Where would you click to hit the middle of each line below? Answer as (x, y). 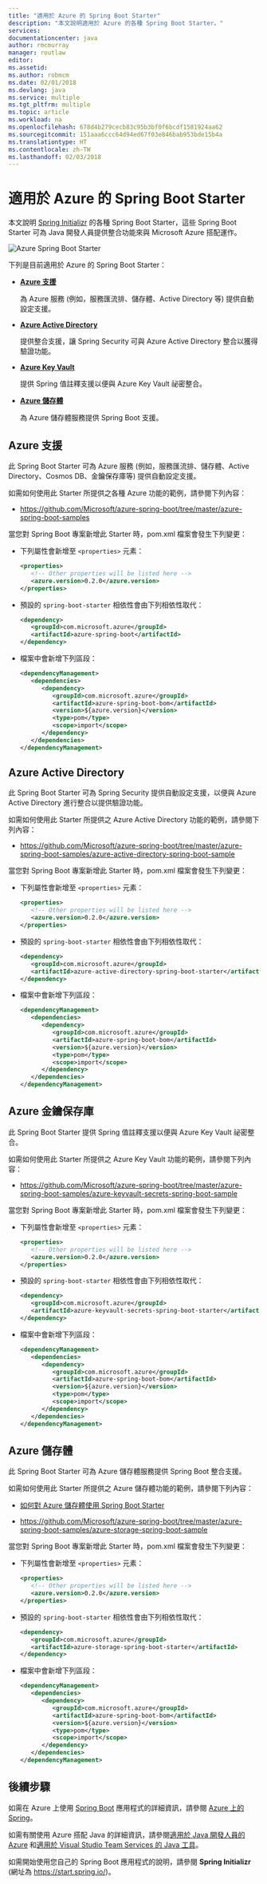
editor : (21, 61)
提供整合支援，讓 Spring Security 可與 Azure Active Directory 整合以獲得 (139, 341)
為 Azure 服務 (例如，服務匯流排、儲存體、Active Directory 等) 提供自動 (137, 299)
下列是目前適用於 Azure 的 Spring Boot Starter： (88, 265)
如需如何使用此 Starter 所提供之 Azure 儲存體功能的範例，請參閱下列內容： (131, 1489)
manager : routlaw (37, 53)
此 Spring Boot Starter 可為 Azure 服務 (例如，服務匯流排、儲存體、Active (129, 466)
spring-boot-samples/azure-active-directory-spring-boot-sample (127, 854)
